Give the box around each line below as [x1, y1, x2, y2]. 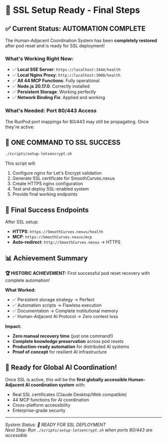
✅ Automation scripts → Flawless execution [12, 302, 102, 308]
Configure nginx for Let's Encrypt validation [12, 170, 102, 176]
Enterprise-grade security [12, 407, 66, 413]
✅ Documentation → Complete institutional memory [12, 308, 118, 314]
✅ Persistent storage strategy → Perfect [12, 296, 94, 303]
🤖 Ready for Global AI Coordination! [5, 363, 117, 372]
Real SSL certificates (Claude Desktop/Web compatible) [12, 391, 127, 397]
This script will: [5, 160, 36, 166]
